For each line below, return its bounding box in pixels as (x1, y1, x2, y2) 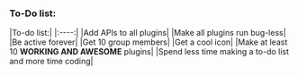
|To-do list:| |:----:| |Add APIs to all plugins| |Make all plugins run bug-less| (9, 28, 286, 38)
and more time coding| (9, 56, 94, 67)
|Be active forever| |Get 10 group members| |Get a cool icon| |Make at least (9, 37, 288, 47)
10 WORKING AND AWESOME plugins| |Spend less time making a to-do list (9, 46, 290, 57)
